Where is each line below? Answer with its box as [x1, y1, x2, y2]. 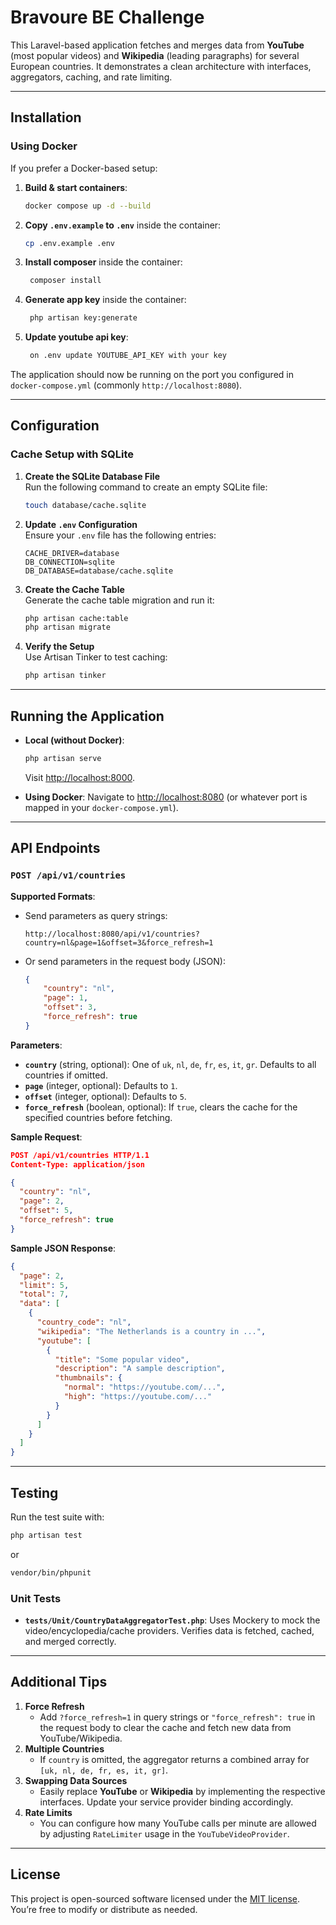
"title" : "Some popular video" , [54, 1354, 190, 1365]
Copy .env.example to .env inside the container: [24, 219, 222, 231]
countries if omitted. [24, 1069, 108, 1081]
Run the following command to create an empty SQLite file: [24, 481, 268, 493]
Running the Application [10, 707, 165, 725]
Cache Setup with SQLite [10, 447, 134, 461]
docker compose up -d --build [24, 201, 152, 211]
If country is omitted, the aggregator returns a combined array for [39, 1753, 310, 1765]
